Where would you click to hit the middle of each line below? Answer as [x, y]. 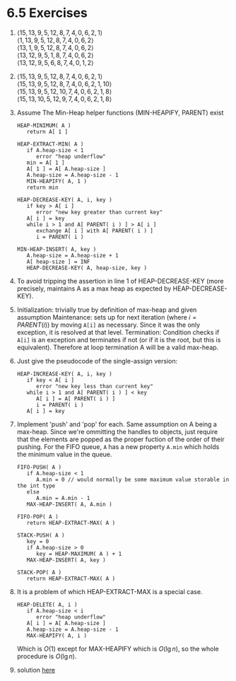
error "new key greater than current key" [99, 212]
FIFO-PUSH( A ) [39, 467]
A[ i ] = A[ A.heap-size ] [66, 623]
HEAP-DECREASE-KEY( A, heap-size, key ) [87, 268]
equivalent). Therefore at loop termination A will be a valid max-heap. [118, 347]
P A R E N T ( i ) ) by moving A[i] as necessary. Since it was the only [108, 325]
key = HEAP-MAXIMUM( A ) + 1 [79, 554]
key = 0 [38, 541]
